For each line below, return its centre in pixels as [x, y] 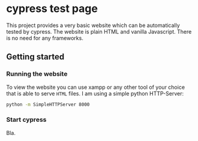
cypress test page [52, 9]
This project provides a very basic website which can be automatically [93, 25]
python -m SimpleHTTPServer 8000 [48, 104]
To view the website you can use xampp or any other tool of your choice [95, 87]
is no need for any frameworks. [45, 38]
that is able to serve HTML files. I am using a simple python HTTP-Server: [95, 93]
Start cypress [26, 120]
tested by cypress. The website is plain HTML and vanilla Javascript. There [99, 31]
